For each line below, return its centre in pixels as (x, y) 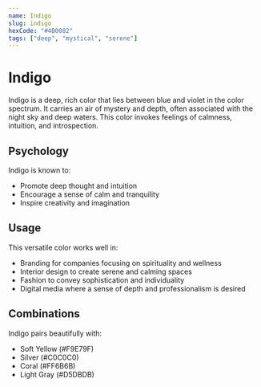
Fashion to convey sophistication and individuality (102, 280)
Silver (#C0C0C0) (49, 357)
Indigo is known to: (40, 170)
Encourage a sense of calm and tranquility (90, 194)
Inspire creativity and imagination (75, 203)
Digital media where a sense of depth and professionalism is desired (133, 288)
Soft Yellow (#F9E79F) (57, 348)
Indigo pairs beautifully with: (55, 333)
